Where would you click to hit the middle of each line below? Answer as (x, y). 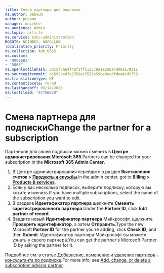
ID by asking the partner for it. (43, 245)
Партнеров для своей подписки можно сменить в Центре (67, 152)
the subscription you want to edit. (46, 198)
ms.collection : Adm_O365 (31, 51)
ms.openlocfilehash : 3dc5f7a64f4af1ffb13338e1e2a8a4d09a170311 (72, 70)
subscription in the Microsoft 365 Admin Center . (55, 162)
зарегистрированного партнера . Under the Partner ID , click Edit (80, 209)
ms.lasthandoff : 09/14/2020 (34, 88)
